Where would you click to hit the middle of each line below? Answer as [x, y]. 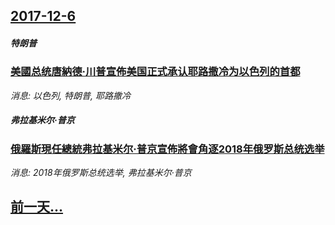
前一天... [37, 207]
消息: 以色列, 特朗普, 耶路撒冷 [70, 95]
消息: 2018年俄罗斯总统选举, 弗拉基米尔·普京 [101, 173]
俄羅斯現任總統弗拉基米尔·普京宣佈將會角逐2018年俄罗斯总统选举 [167, 149]
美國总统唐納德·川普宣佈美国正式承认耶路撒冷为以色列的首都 [155, 72]
